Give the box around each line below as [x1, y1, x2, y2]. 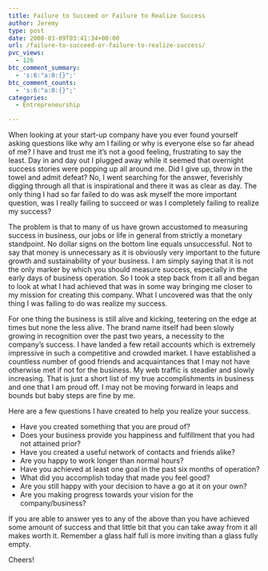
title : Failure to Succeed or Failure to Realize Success [8, 11, 206, 20]
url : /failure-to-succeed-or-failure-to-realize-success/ [8, 42, 206, 50]
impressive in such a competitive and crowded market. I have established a [8, 348, 256, 358]
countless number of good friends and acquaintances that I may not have [8, 357, 250, 367]
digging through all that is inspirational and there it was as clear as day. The [8, 181, 258, 191]
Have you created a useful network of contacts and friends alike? [19, 448, 236, 457]
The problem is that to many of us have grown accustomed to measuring [8, 222, 248, 232]
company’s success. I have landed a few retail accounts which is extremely [8, 340, 256, 349]
